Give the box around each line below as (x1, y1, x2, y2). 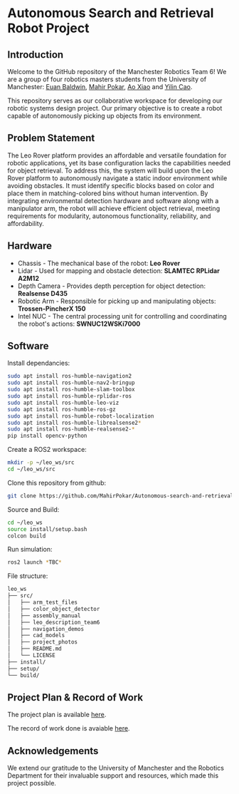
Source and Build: (7, 505, 60, 514)
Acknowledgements (7, 745, 99, 757)
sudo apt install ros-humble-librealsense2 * (7, 419, 142, 426)
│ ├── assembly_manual (7, 612, 81, 619)
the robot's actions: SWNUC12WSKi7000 (17, 319, 141, 328)
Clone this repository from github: (7, 478, 107, 487)
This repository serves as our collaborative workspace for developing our (7, 96, 223, 105)
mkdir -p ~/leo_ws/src (7, 459, 75, 466)
